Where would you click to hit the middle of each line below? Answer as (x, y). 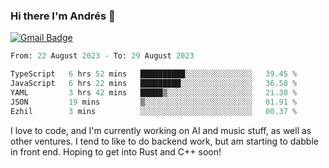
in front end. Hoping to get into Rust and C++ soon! (116, 151)
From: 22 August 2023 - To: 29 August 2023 (102, 56)
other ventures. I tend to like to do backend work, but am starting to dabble (164, 141)
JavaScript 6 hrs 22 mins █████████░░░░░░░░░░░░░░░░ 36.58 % (154, 84)
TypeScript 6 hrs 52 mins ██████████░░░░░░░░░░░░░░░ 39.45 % (154, 74)
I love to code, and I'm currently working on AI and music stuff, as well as (161, 130)
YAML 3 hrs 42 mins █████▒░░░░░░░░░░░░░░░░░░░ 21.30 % (154, 92)
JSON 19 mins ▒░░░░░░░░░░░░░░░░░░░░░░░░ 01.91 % (154, 102)
